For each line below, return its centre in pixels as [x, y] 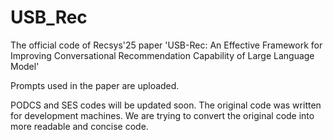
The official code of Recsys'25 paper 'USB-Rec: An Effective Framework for [166, 45]
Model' [25, 66]
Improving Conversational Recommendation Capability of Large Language [162, 55]
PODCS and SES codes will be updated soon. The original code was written [166, 105]
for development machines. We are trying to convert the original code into [162, 115]
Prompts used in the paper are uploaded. [95, 85]
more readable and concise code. [79, 126]
